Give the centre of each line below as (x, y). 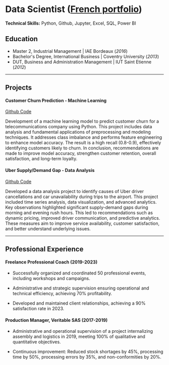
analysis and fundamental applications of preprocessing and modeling (78, 132)
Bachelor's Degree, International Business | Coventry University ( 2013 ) (86, 56)
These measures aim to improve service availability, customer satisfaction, (82, 223)
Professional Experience (45, 249)
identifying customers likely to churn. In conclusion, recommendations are (82, 148)
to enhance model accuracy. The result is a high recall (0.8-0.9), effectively (83, 143)
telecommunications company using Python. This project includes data (79, 127)
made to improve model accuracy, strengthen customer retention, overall (81, 153)
